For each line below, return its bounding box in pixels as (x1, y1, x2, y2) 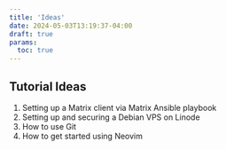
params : (9, 37, 38, 47)
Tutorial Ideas (9, 79, 87, 94)
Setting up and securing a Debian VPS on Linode (21, 112, 201, 122)
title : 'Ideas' (9, 12, 66, 22)
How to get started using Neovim (21, 130, 144, 141)
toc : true (17, 46, 53, 55)
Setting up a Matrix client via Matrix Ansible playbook (21, 102, 217, 113)
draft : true (9, 29, 53, 38)
